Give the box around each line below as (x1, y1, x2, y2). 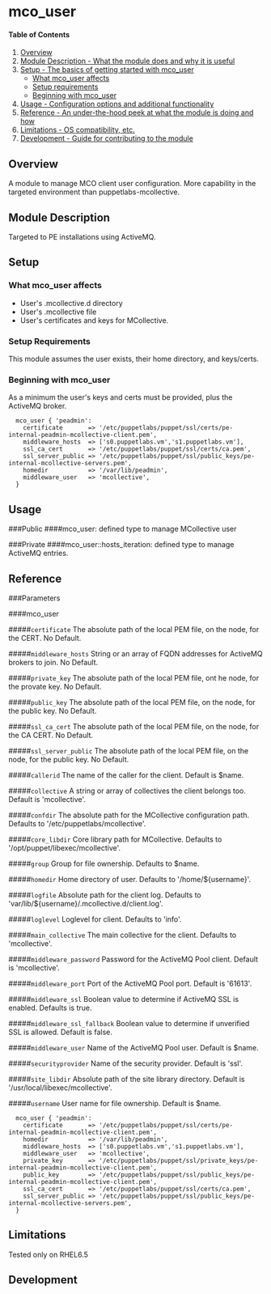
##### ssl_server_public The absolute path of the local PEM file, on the (8, 745, 249, 755)
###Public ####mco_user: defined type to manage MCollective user (8, 524, 237, 534)
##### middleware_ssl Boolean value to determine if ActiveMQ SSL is (8, 994, 239, 1003)
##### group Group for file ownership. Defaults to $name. (8, 859, 200, 868)
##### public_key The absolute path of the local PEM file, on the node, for (8, 697, 256, 706)
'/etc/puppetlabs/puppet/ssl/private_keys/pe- (98, 1156, 259, 1165)
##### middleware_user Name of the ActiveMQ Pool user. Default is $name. (8, 1042, 259, 1052)
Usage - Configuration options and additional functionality (19, 100, 214, 109)
